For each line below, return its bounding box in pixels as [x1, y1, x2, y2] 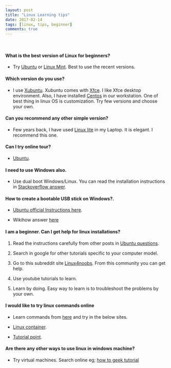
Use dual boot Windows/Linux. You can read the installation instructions [12, 178, 165, 185]
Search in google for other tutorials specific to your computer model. [12, 250, 158, 256]
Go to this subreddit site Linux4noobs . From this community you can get [12, 260, 166, 266]
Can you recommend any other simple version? [5, 115, 109, 121]
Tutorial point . [12, 334, 43, 340]
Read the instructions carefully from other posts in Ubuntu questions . [12, 240, 159, 246]
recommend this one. [12, 132, 58, 138]
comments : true [5, 27, 38, 32]
